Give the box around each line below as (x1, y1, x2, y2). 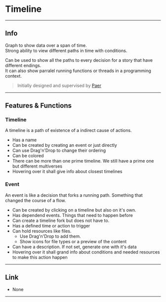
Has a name (12, 137, 37, 143)
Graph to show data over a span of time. (5, 42, 87, 48)
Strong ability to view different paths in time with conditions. (5, 47, 127, 53)
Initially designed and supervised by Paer (17, 83, 101, 88)
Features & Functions (5, 101, 72, 110)
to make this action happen (12, 254, 68, 260)
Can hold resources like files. (12, 228, 72, 234)
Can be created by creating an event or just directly (12, 142, 117, 148)
